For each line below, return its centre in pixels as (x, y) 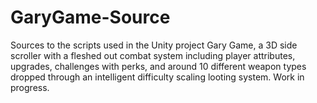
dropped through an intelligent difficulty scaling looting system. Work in (157, 77)
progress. (30, 87)
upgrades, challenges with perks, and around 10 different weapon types (158, 66)
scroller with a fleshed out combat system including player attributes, (153, 55)
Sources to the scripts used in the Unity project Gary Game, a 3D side (154, 45)
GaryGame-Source (90, 17)
